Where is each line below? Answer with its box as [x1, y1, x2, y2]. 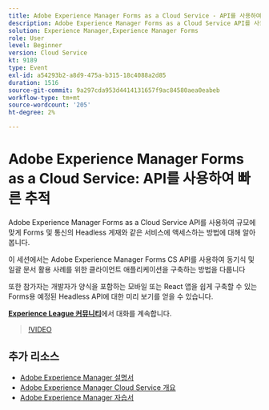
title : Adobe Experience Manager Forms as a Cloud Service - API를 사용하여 [8, 11, 262, 20]
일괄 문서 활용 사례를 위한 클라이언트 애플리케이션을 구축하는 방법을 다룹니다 [8, 264, 246, 274]
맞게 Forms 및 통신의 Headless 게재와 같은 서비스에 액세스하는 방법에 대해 [8, 227, 242, 237]
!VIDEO [27, 324, 52, 334]
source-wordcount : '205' [8, 101, 91, 109]
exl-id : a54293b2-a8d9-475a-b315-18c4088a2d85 [8, 71, 167, 79]
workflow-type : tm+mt [8, 94, 81, 102]
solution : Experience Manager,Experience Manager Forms [8, 26, 199, 34]
